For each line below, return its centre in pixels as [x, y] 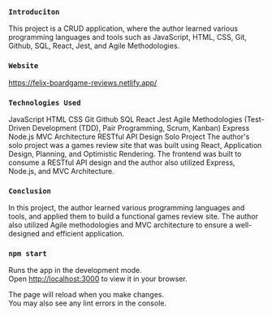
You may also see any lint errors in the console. [87, 303]
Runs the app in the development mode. [75, 271]
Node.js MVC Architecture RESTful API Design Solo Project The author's [129, 136]
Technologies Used [45, 102]
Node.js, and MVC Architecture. [62, 171]
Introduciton [34, 12]
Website [24, 66]
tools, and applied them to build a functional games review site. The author [133, 216]
